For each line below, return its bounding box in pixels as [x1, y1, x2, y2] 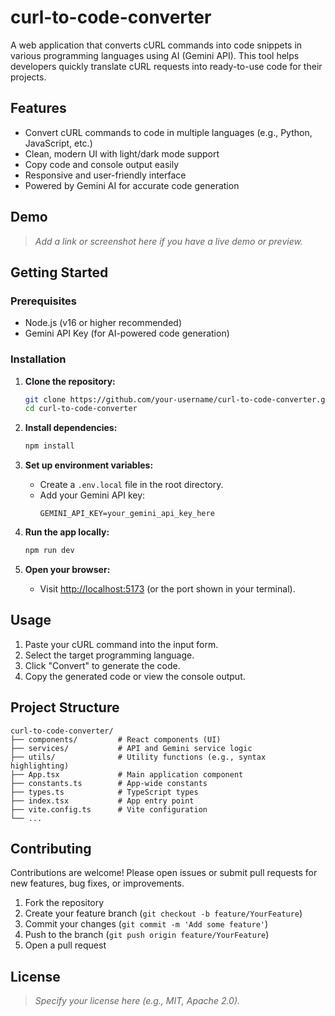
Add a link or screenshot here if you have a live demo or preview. [34, 235, 303, 247]
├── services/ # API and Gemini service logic [10, 743, 253, 753]
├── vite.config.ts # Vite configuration [10, 804, 208, 815]
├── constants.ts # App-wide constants [10, 778, 208, 788]
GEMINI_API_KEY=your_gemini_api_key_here [39, 509, 215, 519]
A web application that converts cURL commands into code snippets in [10, 39, 303, 51]
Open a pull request [24, 939, 107, 951]
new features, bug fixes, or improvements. [10, 877, 185, 890]
